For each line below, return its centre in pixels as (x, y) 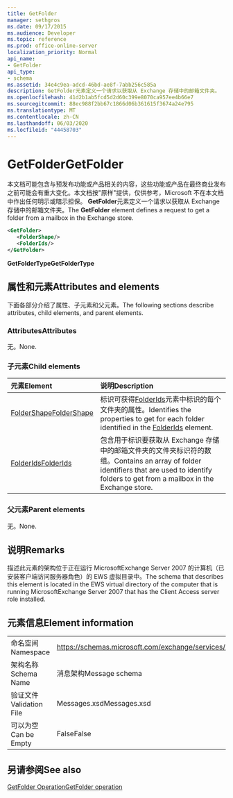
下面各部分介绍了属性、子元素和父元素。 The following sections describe (111, 305)
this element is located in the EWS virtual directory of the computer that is (113, 584)
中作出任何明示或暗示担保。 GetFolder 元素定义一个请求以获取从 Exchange (113, 201)
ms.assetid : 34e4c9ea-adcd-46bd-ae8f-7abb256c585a (82, 85)
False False (74, 734)
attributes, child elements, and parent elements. (75, 312)
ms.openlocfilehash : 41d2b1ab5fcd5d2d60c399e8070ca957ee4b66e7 (101, 98)
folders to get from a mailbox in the (157, 479)
